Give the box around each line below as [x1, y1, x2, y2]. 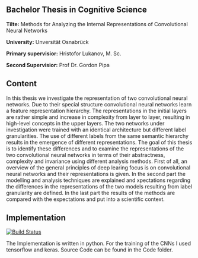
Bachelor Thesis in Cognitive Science [6, 5, 147, 15]
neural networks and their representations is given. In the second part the [6, 170, 186, 177]
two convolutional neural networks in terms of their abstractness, [6, 151, 165, 158]
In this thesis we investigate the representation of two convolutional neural [6, 95, 188, 102]
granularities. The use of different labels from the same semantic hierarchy [6, 132, 189, 139]
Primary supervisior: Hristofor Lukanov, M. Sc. [6, 50, 122, 57]
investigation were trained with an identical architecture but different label [6, 126, 186, 133]
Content [6, 78, 37, 89]
